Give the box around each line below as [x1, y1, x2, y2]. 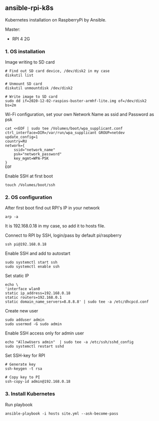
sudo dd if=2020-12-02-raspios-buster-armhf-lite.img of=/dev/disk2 [5, 99, 147, 104]
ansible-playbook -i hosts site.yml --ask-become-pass [5, 411, 119, 416]
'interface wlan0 [5, 287, 40, 291]
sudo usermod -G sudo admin [5, 322, 62, 327]
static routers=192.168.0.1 [5, 295, 62, 300]
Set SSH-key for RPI [5, 353, 45, 358]
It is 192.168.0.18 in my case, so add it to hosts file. [5, 223, 106, 229]
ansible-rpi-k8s [5, 4, 54, 12]
